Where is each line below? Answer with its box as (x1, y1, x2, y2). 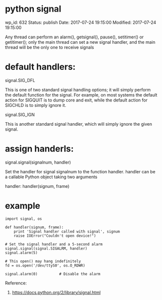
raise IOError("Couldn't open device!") (14, 233, 96, 238)
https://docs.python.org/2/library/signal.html (12, 289, 101, 295)
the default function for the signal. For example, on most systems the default (5, 92, 158, 98)
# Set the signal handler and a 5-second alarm (5, 242, 103, 247)
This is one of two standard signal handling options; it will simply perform (5, 86, 151, 93)
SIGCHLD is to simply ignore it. (5, 102, 66, 108)
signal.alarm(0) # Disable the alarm (5, 271, 101, 276)
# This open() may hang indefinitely (5, 259, 81, 264)
